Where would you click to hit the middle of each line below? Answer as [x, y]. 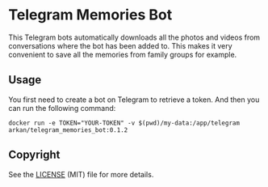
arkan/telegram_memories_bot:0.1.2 [68, 130]
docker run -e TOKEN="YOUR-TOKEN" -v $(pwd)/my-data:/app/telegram [124, 123]
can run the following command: [62, 108]
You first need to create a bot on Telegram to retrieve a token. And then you [134, 100]
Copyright [34, 155]
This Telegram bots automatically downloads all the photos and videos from [134, 37]
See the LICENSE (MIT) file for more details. [81, 174]
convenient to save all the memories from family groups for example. [123, 54]
